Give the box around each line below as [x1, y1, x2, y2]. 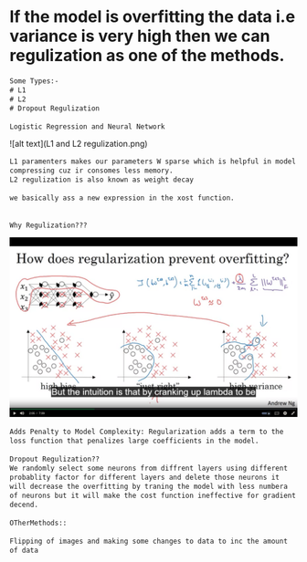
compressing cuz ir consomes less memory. [9, 166, 174, 175]
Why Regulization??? [9, 221, 89, 230]
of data [9, 546, 39, 555]
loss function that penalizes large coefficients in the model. [9, 436, 259, 445]
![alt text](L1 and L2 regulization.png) [9, 138, 148, 149]
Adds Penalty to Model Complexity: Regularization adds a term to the [9, 427, 284, 436]
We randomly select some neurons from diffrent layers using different [9, 463, 288, 473]
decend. [9, 500, 39, 509]
